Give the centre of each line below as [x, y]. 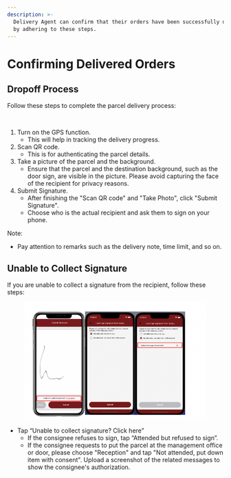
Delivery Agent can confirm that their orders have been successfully [117, 22]
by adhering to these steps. [55, 29]
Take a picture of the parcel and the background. [86, 162]
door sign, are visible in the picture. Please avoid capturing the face [123, 176]
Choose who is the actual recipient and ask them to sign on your [118, 213]
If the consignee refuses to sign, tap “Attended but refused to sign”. [123, 437]
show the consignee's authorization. [79, 467]
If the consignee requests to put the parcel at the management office [125, 445]
